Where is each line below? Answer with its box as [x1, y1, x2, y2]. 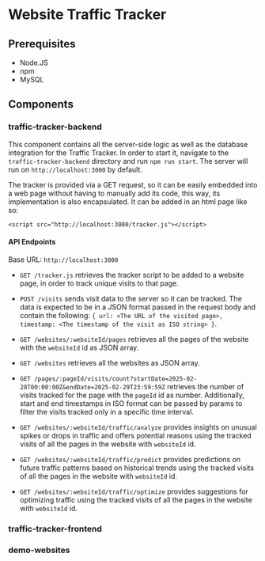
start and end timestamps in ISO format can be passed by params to [19, 398, 243, 408]
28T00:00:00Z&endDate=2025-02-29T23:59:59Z [19, 383, 166, 391]
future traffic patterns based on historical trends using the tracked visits [19, 463, 255, 472]
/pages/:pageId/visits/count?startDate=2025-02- [34, 374, 198, 383]
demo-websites [8, 544, 70, 555]
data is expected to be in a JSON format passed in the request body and [19, 302, 256, 312]
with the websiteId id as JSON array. [19, 343, 139, 352]
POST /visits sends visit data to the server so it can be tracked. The [19, 294, 243, 303]
